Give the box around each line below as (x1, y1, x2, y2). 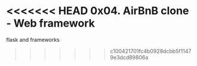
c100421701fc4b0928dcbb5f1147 (110, 47, 192, 54)
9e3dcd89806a (110, 54, 149, 61)
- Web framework (6, 16, 96, 30)
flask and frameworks (6, 36, 60, 43)
